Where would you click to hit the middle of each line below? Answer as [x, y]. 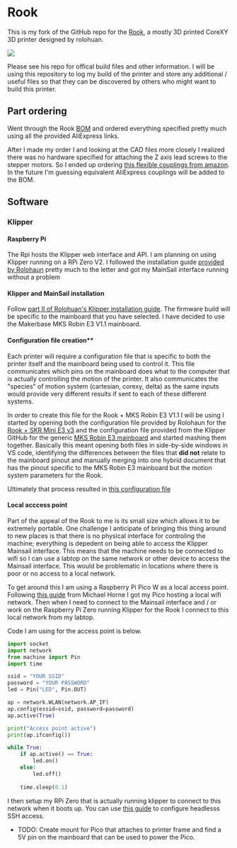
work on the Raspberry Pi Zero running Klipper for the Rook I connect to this [118, 609]
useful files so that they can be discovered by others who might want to [112, 81]
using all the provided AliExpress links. [63, 136]
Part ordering [37, 111]
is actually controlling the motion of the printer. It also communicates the [113, 379]
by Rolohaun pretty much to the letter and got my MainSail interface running [118, 270]
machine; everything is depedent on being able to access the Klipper [108, 543]
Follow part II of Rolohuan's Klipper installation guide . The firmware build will [119, 309]
